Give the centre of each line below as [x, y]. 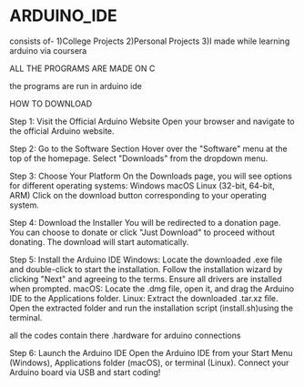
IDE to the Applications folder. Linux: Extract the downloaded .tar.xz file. [144, 298]
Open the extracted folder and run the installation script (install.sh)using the [152, 308]
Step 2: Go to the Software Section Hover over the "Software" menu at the [149, 148]
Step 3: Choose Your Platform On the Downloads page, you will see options [151, 176]
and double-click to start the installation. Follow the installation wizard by [146, 269]
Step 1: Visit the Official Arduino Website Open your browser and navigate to [152, 121]
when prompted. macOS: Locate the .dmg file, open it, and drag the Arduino [152, 289]
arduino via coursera [48, 50]
